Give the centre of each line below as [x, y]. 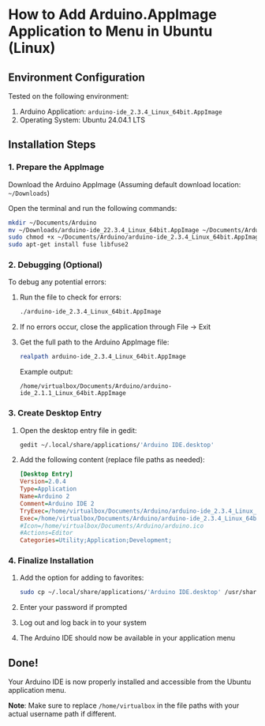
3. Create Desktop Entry [55, 413]
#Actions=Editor [46, 533]
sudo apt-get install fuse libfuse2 [68, 245]
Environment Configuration [77, 77]
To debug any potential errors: [57, 282]
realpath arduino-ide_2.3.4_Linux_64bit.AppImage [103, 357]
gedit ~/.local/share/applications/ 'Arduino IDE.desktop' [117, 445]
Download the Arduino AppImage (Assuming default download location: [125, 184]
